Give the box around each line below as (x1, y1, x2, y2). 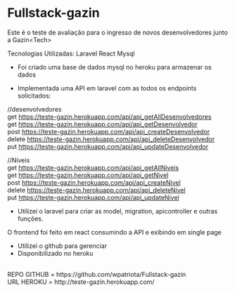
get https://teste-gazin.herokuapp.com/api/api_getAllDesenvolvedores (7, 112, 212, 121)
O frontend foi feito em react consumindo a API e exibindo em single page (7, 228, 222, 236)
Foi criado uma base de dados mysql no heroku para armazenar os (17, 63, 212, 71)
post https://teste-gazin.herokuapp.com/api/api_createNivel (7, 178, 181, 187)
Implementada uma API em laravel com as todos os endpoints (17, 84, 197, 92)
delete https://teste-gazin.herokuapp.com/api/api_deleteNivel (7, 185, 186, 194)
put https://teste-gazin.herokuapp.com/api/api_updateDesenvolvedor (7, 142, 209, 150)
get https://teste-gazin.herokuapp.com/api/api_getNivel (7, 171, 169, 179)
